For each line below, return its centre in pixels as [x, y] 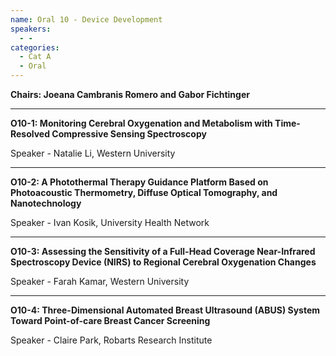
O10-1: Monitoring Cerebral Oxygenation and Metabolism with [141, 123]
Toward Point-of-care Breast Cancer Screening [110, 320]
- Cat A [35, 57]
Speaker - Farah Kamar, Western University [100, 281]
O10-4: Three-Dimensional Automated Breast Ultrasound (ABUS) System [165, 310]
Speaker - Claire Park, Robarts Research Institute [111, 340]
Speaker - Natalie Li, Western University [93, 153]
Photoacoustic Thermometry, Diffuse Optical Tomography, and [144, 192]
